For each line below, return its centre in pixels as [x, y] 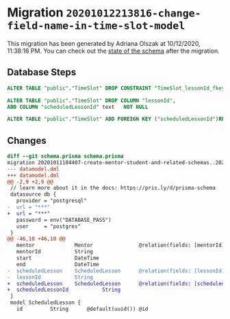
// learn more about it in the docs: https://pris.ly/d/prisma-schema [113, 188]
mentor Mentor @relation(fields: [104, 245]
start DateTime [57, 258]
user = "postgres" [48, 226]
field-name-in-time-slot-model [96, 26]
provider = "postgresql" [52, 201]
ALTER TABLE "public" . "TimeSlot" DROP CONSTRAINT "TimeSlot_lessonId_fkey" [117, 88]
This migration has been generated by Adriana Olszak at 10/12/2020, [104, 43]
